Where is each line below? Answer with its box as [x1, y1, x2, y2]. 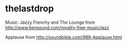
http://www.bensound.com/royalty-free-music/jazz [5, 24, 110, 30]
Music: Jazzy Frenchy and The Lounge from [5, 19, 95, 25]
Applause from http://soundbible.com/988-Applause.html [5, 34, 122, 40]
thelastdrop [5, 3, 54, 14]
